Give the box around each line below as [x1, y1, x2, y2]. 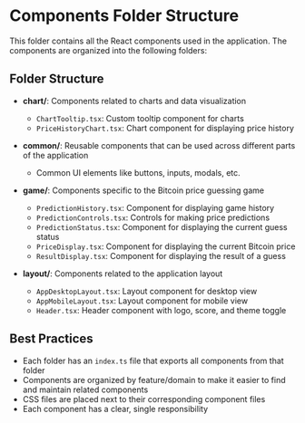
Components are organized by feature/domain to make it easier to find [22, 374, 286, 385]
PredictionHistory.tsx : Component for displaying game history [35, 202, 275, 213]
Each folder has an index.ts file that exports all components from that [22, 355, 284, 366]
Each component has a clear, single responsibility [22, 403, 209, 414]
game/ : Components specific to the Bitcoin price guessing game [22, 185, 265, 196]
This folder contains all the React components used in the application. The [9, 35, 288, 46]
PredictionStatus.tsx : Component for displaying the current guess [35, 221, 288, 232]
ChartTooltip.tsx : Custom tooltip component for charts [35, 112, 245, 123]
